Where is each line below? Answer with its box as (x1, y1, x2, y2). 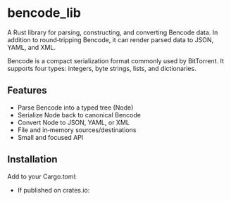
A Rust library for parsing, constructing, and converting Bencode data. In (7, 28, 218, 37)
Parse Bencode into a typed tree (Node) (17, 103, 134, 112)
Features (7, 84, 47, 96)
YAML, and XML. (7, 43, 56, 51)
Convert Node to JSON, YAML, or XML (17, 118, 130, 127)
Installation (7, 153, 58, 166)
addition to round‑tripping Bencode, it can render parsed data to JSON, (7, 35, 214, 44)
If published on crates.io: (17, 186, 90, 194)
